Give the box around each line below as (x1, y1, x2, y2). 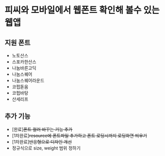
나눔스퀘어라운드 (11, 78, 44, 83)
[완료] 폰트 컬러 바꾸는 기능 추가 (11, 126, 73, 132)
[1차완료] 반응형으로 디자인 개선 (11, 139, 72, 145)
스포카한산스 (11, 59, 37, 65)
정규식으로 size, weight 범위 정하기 (11, 145, 81, 151)
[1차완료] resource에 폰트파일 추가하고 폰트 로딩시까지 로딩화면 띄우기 (11, 133, 148, 139)
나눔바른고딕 (11, 65, 37, 71)
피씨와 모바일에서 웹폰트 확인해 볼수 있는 (4, 4, 160, 16)
